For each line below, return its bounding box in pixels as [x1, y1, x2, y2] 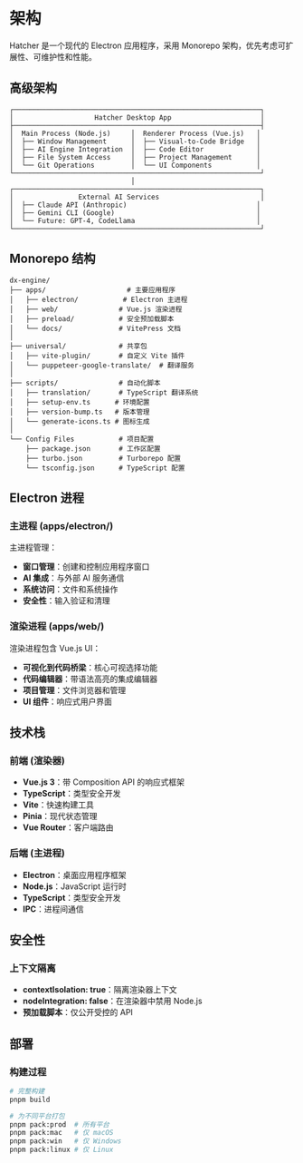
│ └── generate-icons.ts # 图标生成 [9, 416, 151, 426]
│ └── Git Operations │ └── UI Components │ [9, 161, 260, 170]
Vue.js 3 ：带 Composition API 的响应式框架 [22, 777, 185, 787]
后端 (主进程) [9, 847, 66, 860]
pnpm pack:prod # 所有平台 [9, 1119, 110, 1129]
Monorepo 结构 [9, 251, 97, 267]
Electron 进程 [9, 490, 84, 505]
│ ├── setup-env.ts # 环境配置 [9, 397, 151, 406]
